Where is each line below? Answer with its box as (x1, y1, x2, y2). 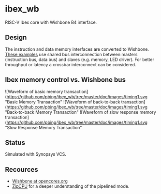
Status (5, 138, 26, 147)
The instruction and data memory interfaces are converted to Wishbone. (5, 46, 149, 52)
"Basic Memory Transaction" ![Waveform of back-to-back (5, 99, 120, 104)
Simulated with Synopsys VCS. (5, 151, 67, 157)
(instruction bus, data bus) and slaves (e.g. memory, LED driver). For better (5, 57, 155, 62)
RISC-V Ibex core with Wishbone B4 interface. (5, 19, 97, 25)
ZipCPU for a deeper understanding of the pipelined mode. (12, 183, 130, 189)
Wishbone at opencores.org (12, 178, 68, 184)
